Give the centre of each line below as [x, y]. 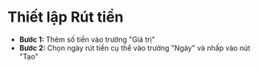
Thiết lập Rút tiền [66, 17]
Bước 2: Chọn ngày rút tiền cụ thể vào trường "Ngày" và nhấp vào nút [135, 47]
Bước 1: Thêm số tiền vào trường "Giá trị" [87, 39]
